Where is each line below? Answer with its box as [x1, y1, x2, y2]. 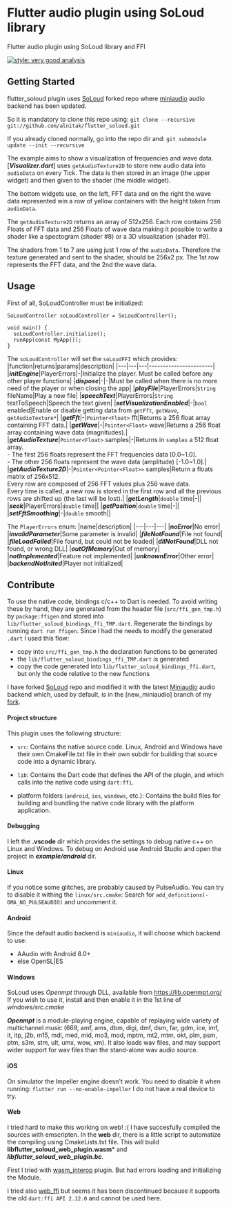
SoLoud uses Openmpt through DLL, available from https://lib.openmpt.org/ [7, 988, 222, 997]
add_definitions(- [155, 891, 209, 899]
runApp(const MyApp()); [13, 336, 81, 343]
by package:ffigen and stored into [7, 612, 104, 621]
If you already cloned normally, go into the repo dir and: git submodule [7, 134, 207, 143]
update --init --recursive [7, 142, 85, 149]
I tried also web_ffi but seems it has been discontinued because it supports [7, 1187, 221, 1195]
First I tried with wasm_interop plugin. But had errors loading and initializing [7, 1166, 221, 1174]
